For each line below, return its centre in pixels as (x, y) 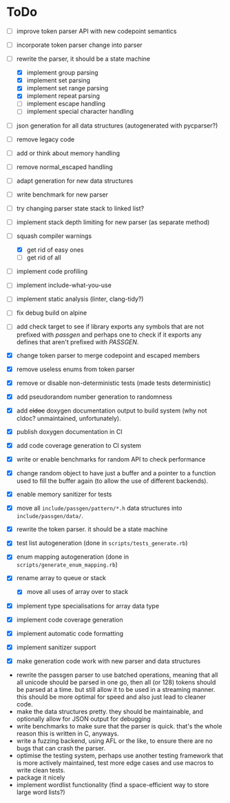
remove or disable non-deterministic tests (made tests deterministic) (114, 383)
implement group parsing (62, 72)
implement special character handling (80, 112)
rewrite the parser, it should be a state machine (83, 59)
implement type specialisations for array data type (88, 606)
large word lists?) (41, 792)
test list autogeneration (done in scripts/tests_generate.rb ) (102, 543)
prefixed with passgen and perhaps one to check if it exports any (109, 335)
